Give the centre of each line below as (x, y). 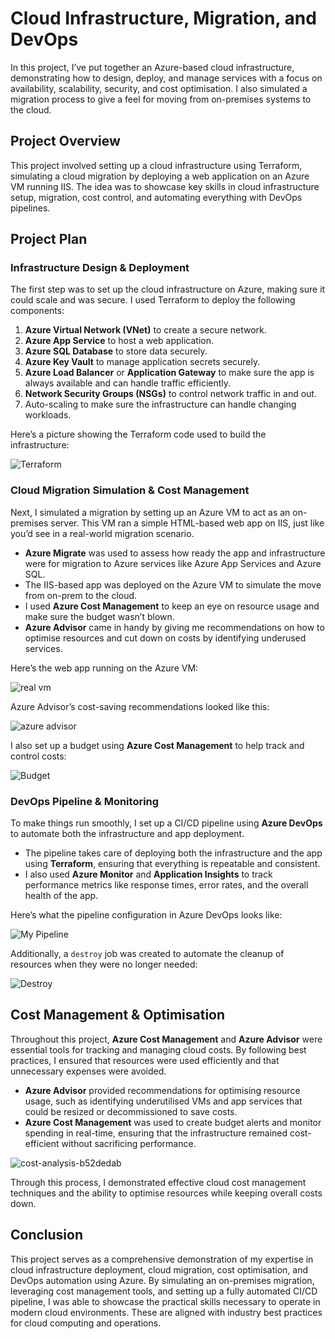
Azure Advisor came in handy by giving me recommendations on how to (174, 627)
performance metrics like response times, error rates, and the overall (166, 885)
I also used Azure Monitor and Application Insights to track (148, 874)
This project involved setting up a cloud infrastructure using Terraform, (156, 165)
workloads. (48, 415)
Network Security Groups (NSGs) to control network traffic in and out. (170, 394)
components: (37, 311)
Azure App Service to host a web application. (119, 341)
